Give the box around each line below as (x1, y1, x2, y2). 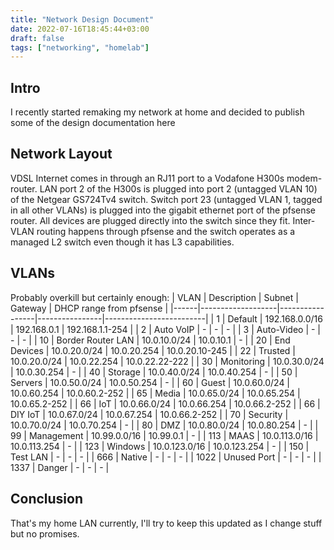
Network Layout (10, 146, 113, 163)
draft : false (10, 33, 65, 43)
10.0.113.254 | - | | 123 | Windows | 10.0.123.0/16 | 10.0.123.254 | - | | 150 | (10, 440, 310, 452)
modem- (286, 172, 323, 184)
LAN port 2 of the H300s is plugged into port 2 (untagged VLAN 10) (39, 182, 318, 195)
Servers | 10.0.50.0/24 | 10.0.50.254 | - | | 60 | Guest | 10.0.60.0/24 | (10, 376, 291, 388)
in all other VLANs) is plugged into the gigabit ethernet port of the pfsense (10, 204, 317, 216)
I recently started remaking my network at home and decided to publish (10, 106, 305, 118)
